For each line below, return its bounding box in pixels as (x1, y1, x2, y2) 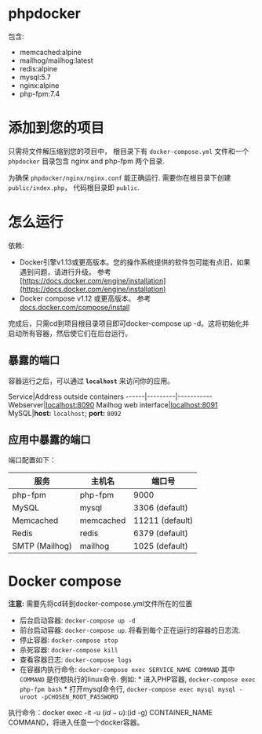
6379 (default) (133, 528, 188, 539)
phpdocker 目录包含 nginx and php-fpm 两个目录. (8, 156, 165, 166)
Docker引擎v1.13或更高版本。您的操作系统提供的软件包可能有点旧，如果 (19, 257, 251, 267)
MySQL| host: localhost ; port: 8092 (8, 408, 122, 418)
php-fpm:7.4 (19, 89, 60, 98)
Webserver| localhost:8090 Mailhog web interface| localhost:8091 (8, 400, 218, 409)
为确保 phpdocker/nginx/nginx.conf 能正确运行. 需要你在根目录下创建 (8, 173, 231, 182)
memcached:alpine (19, 47, 82, 57)
